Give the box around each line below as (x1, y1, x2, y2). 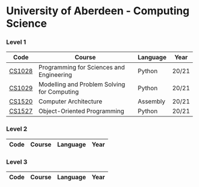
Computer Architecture (38, 97, 102, 106)
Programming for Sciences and (38, 64, 126, 72)
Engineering (38, 71, 72, 79)
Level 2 (6, 125, 28, 133)
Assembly (137, 97, 166, 106)
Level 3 (6, 157, 28, 166)
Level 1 (6, 38, 27, 46)
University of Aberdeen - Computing (6, 4, 190, 18)
